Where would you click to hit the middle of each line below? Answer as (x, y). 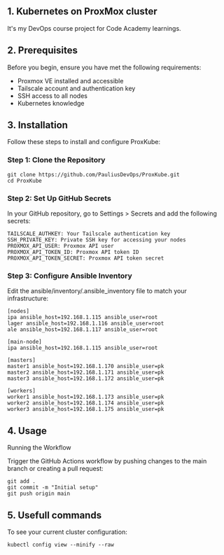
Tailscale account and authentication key (76, 88)
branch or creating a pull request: (55, 469)
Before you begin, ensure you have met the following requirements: (104, 67)
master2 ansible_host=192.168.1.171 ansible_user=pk (86, 373)
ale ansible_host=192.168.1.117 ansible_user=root (83, 330)
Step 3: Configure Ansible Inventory (70, 276)
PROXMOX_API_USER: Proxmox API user (61, 246)
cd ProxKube (24, 181)
